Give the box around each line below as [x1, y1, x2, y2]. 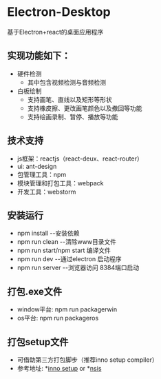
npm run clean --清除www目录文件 [17, 238, 117, 246]
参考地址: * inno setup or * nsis [17, 365, 102, 372]
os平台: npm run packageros [17, 314, 99, 322]
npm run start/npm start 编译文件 [17, 246, 111, 255]
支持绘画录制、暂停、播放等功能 [27, 112, 118, 121]
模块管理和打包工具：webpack [17, 178, 104, 187]
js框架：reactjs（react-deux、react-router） [17, 154, 143, 163]
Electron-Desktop [7, 4, 111, 20]
